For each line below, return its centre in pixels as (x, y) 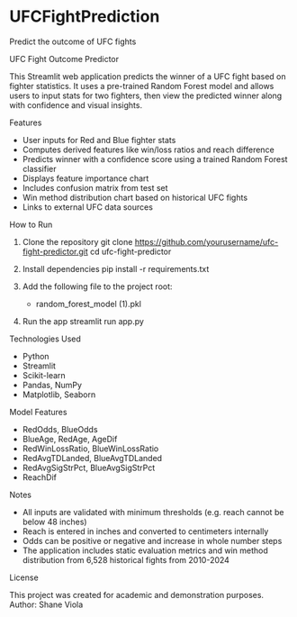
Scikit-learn (44, 375)
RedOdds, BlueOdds (60, 429)
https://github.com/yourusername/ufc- (207, 241)
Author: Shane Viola (46, 604)
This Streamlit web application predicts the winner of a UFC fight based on (148, 76)
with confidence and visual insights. (76, 104)
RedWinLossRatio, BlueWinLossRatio (90, 449)
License (24, 577)
